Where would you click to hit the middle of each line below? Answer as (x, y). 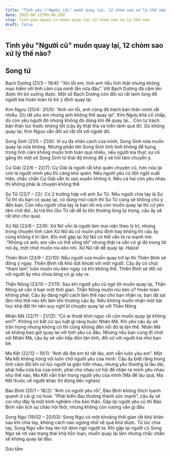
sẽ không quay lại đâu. (29, 439)
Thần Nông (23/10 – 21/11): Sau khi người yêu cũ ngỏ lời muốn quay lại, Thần (85, 284)
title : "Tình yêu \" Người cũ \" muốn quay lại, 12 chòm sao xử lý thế (81, 10)
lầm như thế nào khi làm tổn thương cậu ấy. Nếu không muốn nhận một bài (84, 301)
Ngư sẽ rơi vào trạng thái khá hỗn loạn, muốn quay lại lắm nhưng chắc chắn (85, 433)
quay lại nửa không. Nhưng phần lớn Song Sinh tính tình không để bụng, (81, 147)
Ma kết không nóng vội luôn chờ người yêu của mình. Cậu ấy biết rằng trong (85, 359)
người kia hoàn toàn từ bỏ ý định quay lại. (49, 100)
